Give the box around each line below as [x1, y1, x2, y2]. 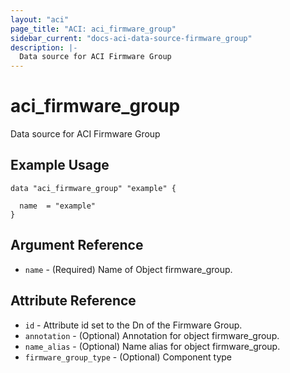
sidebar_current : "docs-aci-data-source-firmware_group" [10, 33, 253, 43]
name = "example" [19, 201, 97, 211]
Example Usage [10, 157, 110, 174]
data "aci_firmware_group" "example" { [10, 183, 177, 193]
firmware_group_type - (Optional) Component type [24, 351, 232, 363]
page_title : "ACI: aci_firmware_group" [10, 24, 177, 34]
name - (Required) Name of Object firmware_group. [24, 263, 233, 275]
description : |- [10, 42, 78, 53]
